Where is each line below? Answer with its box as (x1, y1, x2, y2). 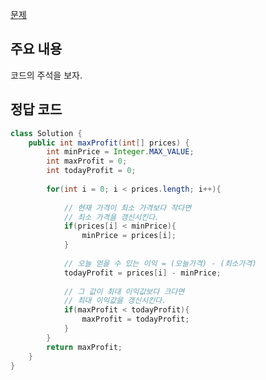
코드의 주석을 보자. (10, 69, 83, 81)
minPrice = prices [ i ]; (81, 231, 177, 241)
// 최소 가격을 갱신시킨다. (63, 212, 160, 222)
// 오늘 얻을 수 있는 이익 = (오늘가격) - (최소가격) (63, 258, 257, 268)
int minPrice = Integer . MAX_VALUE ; (46, 147, 195, 157)
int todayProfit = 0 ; (46, 166, 137, 176)
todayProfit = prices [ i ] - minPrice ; (63, 268, 222, 278)
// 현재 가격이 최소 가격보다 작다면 (63, 203, 192, 213)
